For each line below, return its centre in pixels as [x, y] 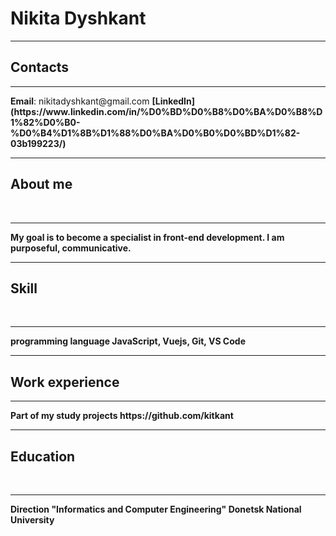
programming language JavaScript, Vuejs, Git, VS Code [128, 341]
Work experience [65, 382]
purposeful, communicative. [71, 248]
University [32, 520]
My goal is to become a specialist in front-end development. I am [147, 237]
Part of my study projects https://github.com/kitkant [122, 416]
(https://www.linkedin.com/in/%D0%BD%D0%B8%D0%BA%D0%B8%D [166, 111]
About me [41, 184]
